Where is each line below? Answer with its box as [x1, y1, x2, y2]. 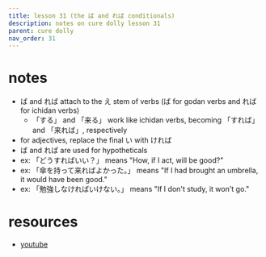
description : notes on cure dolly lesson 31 [8, 19, 161, 27]
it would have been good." [19, 175, 108, 184]
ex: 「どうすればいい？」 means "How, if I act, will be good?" [19, 155, 224, 165]
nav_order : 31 [8, 34, 57, 43]
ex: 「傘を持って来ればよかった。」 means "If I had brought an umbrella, [19, 166, 259, 176]
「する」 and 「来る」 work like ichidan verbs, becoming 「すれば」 [32, 115, 260, 125]
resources [8, 213, 78, 231]
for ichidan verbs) [19, 106, 80, 115]
